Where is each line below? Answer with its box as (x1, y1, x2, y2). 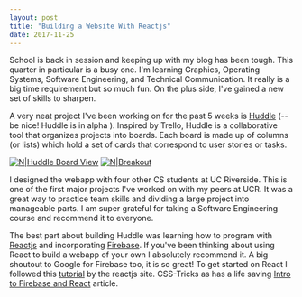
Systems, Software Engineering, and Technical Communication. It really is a (9, 74, 290, 85)
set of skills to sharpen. (9, 93, 96, 104)
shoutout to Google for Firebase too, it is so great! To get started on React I (9, 259, 288, 270)
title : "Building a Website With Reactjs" (9, 22, 171, 31)
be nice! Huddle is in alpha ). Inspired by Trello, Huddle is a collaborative (9, 120, 278, 131)
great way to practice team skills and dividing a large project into (9, 193, 250, 204)
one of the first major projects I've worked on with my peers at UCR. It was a (9, 184, 293, 195)
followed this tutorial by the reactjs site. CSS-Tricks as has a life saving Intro (9, 268, 291, 280)
